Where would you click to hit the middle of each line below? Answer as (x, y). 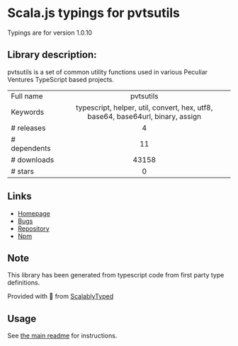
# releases (28, 127)
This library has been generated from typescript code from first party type (116, 275)
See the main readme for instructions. (62, 336)
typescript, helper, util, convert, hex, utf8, (144, 108)
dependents (31, 148)
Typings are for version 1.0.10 (50, 33)
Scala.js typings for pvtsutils (94, 13)
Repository (33, 229)
